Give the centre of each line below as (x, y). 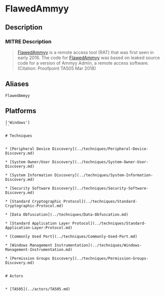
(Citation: (27, 68)
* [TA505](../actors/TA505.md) (38, 289)
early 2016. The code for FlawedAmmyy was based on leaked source (88, 58)
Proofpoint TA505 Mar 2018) (67, 68)
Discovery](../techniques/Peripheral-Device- (100, 149)
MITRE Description (28, 42)
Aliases (17, 84)
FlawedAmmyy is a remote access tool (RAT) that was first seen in (85, 52)
